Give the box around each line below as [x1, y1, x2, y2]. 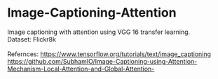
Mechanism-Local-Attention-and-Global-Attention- [7, 64, 155, 73]
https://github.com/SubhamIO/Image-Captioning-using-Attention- [7, 57, 198, 65]
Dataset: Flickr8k [7, 35, 56, 43]
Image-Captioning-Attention [7, 5, 177, 21]
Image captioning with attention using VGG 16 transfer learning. [7, 28, 191, 36]
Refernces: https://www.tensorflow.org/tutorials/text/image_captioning [7, 50, 212, 58]
